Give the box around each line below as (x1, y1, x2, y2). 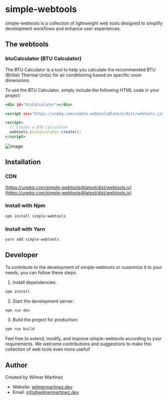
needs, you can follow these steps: (5, 269, 77, 275)
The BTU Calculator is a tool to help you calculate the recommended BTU (5, 66, 156, 72)
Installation (5, 158, 41, 166)
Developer (5, 251, 38, 259)
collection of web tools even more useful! (5, 346, 90, 352)
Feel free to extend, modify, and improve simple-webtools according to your (5, 336, 162, 342)
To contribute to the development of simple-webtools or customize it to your (5, 264, 162, 270)
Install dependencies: (12, 279, 57, 285)
